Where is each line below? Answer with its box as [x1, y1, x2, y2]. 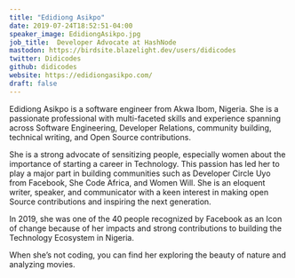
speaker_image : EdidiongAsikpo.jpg [9, 29, 141, 38]
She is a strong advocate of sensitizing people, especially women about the [9, 148, 286, 160]
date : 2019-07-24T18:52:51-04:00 [9, 21, 133, 30]
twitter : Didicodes [9, 54, 82, 63]
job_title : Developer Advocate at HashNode [9, 37, 177, 47]
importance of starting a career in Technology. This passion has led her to [9, 158, 280, 169]
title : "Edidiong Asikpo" [9, 12, 105, 22]
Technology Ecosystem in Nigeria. [9, 232, 135, 242]
